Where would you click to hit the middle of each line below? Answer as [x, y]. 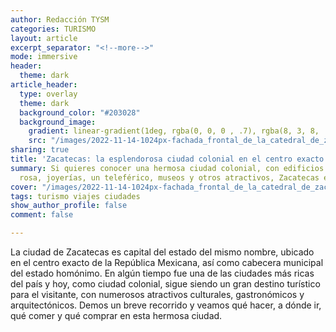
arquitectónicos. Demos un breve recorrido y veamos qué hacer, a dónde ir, [166, 305]
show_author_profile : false [69, 206]
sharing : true [40, 150]
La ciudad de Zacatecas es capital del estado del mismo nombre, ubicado [162, 252]
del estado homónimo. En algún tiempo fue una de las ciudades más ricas [162, 273]
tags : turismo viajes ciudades [75, 196]
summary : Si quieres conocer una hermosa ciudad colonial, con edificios [167, 168]
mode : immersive [44, 57]
